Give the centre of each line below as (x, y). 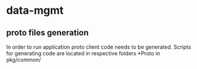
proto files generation (47, 33)
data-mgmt (35, 10)
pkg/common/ (24, 60)
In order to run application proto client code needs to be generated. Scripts (99, 47)
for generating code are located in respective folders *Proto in (83, 53)
